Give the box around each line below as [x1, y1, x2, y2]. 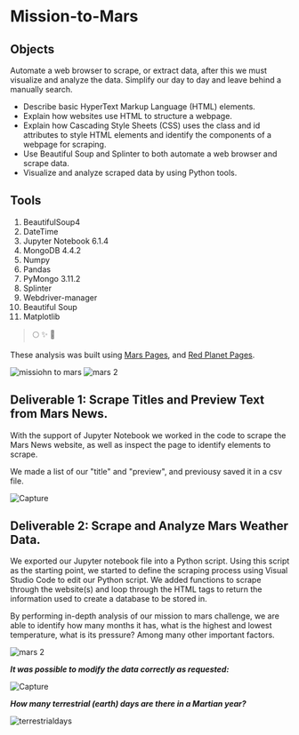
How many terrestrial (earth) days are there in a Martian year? [10, 699, 247, 709]
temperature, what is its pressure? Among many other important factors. [10, 629, 275, 641]
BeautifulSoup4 [22, 216, 81, 228]
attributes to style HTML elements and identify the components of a [22, 130, 272, 140]
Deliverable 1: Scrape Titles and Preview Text [10, 393, 265, 408]
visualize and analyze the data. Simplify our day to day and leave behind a [10, 75, 282, 85]
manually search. [10, 84, 74, 94]
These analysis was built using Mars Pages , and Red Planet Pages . [10, 349, 255, 360]
